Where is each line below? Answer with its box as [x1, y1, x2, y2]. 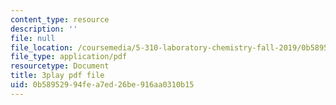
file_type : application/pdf [10, 52, 128, 62]
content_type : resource [10, 14, 110, 25]
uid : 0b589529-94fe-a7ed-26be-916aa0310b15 [10, 80, 195, 90]
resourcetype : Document [10, 61, 110, 71]
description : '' [10, 24, 78, 34]
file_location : [10, 42, 74, 53]
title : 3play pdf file [10, 71, 105, 81]
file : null [10, 33, 56, 43]
